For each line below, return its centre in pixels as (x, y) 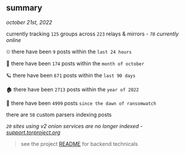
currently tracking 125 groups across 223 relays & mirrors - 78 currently (92, 34)
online (14, 40)
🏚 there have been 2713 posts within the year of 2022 (73, 89)
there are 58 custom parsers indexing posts (59, 114)
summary (24, 8)
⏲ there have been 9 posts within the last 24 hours (69, 52)
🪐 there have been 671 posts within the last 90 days (71, 75)
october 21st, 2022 (29, 22)
